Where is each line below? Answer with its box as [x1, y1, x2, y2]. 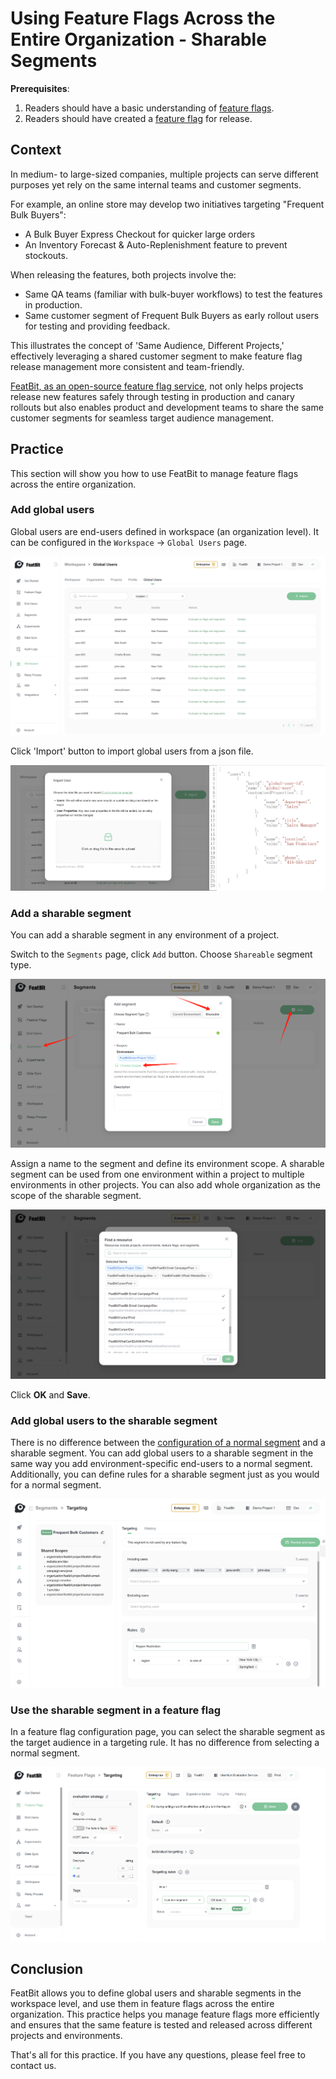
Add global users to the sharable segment [10, 1413, 218, 1427]
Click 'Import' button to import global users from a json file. [10, 745, 254, 757]
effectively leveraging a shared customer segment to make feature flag [10, 350, 303, 362]
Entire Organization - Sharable [10, 28, 267, 51]
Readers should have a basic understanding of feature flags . [24, 102, 275, 114]
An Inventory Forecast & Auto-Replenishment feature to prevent [24, 238, 288, 251]
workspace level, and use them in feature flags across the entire [10, 1998, 275, 2010]
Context [10, 142, 62, 159]
